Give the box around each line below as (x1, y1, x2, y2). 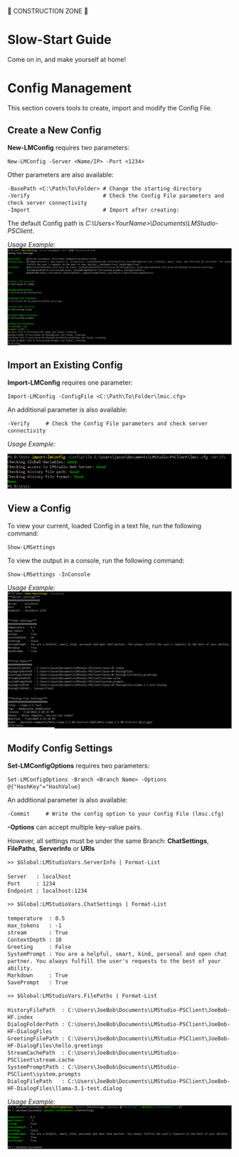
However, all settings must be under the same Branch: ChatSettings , (7, 837, 209, 845)
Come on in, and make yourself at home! (7, 55, 127, 63)
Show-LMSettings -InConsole (7, 570, 91, 578)
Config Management (7, 80, 132, 96)
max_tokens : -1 (7, 922, 62, 929)
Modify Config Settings (7, 743, 113, 755)
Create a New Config (7, 125, 102, 137)
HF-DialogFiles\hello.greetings (7, 1042, 103, 1049)
